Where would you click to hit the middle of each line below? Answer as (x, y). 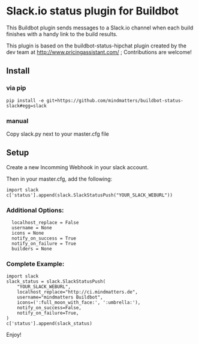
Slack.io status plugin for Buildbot (92, 11)
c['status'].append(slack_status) (49, 324)
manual (17, 121)
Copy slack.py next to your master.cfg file (58, 134)
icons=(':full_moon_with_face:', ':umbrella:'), (79, 303)
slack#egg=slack (26, 106)
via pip (16, 88)
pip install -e (25, 100)
